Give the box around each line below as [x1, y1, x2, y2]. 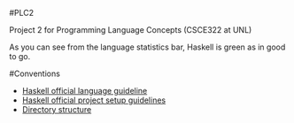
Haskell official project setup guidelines [21, 95, 166, 105]
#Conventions [9, 68, 60, 79]
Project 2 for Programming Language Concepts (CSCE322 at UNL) [9, 25, 252, 35]
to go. [9, 51, 31, 61]
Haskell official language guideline [21, 86, 148, 96]
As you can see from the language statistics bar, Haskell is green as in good [9, 42, 286, 52]
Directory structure [21, 104, 92, 114]
